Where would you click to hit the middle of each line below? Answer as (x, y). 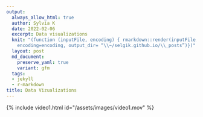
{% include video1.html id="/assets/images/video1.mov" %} (80, 107)
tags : (19, 74)
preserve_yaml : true (43, 62)
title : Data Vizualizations (42, 90)
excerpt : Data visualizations (50, 34)
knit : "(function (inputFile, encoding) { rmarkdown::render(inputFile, (105, 40)
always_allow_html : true (43, 17)
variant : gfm (34, 68)
